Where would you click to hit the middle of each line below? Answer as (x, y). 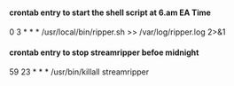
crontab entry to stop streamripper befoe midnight (104, 52)
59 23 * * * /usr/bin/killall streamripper (79, 72)
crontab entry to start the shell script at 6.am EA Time (110, 12)
